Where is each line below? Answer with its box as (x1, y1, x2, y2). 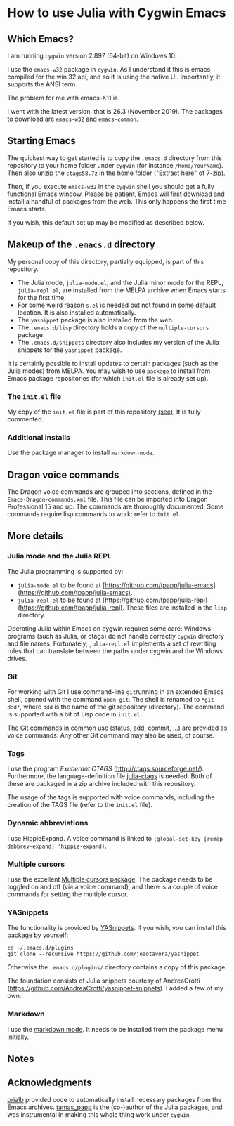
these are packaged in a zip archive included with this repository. (7, 780, 196, 788)
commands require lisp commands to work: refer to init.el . (7, 510, 181, 518)
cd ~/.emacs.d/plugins (7, 945, 74, 952)
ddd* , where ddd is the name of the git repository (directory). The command (7, 702, 225, 711)
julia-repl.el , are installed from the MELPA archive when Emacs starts (17, 286, 226, 294)
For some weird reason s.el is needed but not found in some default (17, 301, 216, 309)
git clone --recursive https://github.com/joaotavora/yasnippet (7, 950, 200, 958)
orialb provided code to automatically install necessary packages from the (7, 1095, 222, 1104)
